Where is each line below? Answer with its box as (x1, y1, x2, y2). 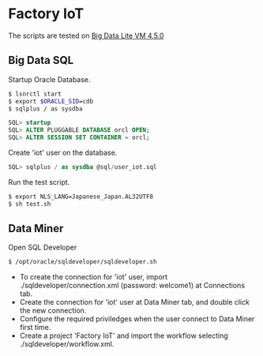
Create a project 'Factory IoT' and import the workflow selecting (19, 331, 229, 340)
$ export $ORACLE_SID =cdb (8, 97, 93, 105)
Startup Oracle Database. (8, 74, 91, 84)
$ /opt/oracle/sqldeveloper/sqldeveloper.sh (8, 258, 157, 266)
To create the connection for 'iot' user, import (19, 272, 168, 282)
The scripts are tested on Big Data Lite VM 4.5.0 (8, 31, 164, 40)
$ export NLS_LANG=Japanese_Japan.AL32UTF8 (8, 193, 154, 200)
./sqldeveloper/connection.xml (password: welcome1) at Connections (19, 281, 246, 290)
